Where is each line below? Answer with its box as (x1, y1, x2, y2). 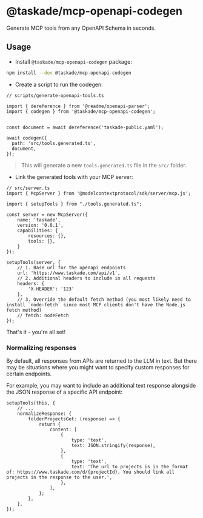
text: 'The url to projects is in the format (71, 463, 188, 469)
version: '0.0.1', (17, 222, 64, 228)
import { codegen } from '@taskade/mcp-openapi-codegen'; (6, 108, 156, 115)
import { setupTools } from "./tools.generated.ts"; (6, 201, 142, 207)
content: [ (49, 426, 78, 432)
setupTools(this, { (6, 400, 56, 406)
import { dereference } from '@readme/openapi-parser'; (6, 103, 150, 109)
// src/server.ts (6, 185, 50, 191)
